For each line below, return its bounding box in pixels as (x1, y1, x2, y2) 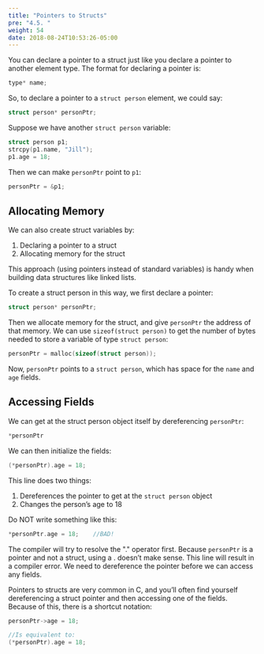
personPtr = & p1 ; (8, 183, 65, 191)
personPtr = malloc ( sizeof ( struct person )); (8, 350, 157, 358)
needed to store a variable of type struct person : (8, 335, 169, 344)
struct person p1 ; (8, 138, 69, 146)
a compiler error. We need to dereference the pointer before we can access (8, 561, 254, 570)
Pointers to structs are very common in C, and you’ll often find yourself (8, 584, 238, 594)
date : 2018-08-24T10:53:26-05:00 (8, 33, 118, 42)
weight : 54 (8, 26, 44, 34)
